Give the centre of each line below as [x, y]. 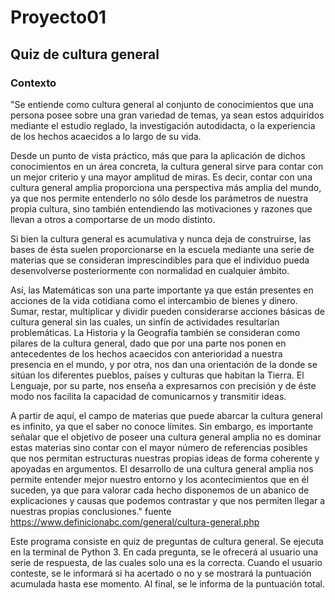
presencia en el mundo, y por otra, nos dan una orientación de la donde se [164, 364]
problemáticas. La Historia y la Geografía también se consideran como [155, 332]
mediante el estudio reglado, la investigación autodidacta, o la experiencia [163, 125]
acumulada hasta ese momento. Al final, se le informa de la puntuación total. [167, 583]
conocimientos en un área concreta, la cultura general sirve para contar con [167, 166]
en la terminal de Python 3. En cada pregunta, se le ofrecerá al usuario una [164, 552]
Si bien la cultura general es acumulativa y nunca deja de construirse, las [161, 238]
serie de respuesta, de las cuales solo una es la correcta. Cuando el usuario [166, 562]
